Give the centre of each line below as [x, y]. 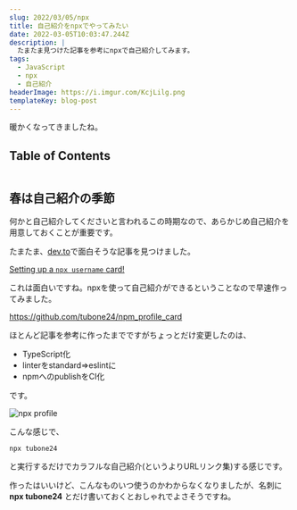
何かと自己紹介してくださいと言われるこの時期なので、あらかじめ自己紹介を [149, 221]
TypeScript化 [46, 354]
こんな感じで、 [37, 431]
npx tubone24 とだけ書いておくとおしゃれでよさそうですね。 [123, 496]
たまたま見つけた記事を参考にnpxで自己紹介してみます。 [106, 51]
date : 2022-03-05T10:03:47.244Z [69, 34]
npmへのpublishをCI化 [63, 376]
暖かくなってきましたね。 [56, 127]
